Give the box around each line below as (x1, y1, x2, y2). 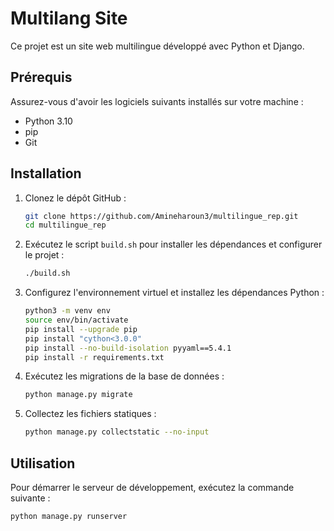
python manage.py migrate (24, 390, 133, 400)
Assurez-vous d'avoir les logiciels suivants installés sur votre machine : (10, 95, 304, 107)
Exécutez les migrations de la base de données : (24, 370, 225, 382)
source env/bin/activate (24, 315, 129, 326)
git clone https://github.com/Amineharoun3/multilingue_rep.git (24, 211, 299, 221)
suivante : (10, 492, 51, 504)
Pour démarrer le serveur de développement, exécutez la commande (10, 482, 295, 493)
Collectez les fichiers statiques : (24, 408, 157, 420)
